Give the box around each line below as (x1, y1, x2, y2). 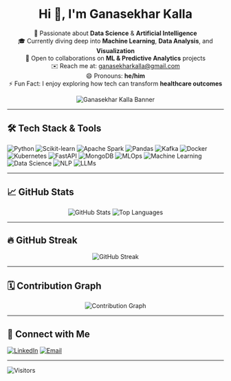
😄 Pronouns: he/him (85, 72, 146, 80)
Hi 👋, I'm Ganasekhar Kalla (38, 6, 192, 22)
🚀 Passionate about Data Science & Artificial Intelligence (34, 29, 197, 37)
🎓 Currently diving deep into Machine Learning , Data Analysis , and (18, 37, 213, 45)
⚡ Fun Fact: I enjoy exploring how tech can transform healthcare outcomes (8, 79, 223, 87)
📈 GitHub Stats (7, 186, 74, 198)
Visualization (96, 46, 135, 54)
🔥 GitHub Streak (7, 234, 78, 246)
